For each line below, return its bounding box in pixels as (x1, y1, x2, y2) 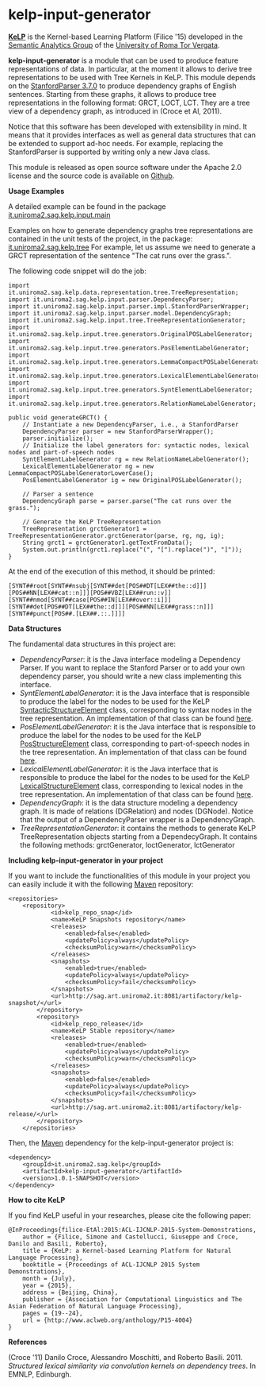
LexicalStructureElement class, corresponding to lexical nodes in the (19, 781, 244, 790)
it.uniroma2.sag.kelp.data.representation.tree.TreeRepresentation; (8, 288, 239, 296)
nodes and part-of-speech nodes (8, 448, 115, 456)
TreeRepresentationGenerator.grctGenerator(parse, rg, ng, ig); (8, 531, 225, 539)
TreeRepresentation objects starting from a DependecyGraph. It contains (19, 832, 257, 841)
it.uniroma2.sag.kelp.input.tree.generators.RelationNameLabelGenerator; (8, 400, 257, 408)
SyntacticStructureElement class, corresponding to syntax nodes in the (19, 705, 252, 714)
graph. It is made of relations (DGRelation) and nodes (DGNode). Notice (19, 806, 253, 816)
